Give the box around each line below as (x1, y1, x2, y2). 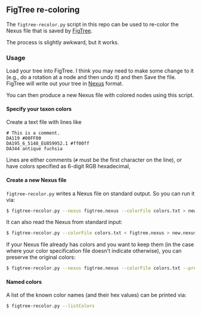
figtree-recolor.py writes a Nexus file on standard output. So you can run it (6, 190, 195, 197)
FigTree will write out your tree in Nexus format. (6, 80, 124, 87)
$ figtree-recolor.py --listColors (6, 303, 95, 309)
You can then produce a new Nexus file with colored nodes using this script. (6, 92, 194, 99)
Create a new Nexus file (6, 176, 67, 183)
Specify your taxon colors (6, 105, 72, 113)
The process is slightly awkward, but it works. (6, 38, 120, 46)
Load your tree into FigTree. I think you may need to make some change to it (6, 67, 194, 74)
